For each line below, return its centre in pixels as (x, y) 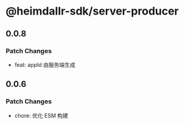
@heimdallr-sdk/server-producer (92, 11)
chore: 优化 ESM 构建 (41, 115)
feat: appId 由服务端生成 (45, 64)
